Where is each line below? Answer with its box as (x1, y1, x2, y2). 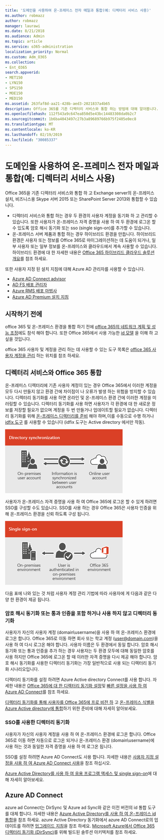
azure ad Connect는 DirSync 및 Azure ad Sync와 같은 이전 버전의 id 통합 (5, 805, 147, 811)
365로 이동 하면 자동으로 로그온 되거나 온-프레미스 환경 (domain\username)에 (5, 737, 155, 743)
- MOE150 (5, 91, 23, 96)
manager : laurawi (5, 24, 41, 28)
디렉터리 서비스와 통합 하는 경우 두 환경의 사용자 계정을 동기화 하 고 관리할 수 (12, 213, 158, 218)
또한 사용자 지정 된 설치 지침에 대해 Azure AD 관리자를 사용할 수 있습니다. (5, 266, 145, 272)
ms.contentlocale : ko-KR (5, 127, 56, 132)
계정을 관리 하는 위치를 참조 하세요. (14, 352, 81, 358)
